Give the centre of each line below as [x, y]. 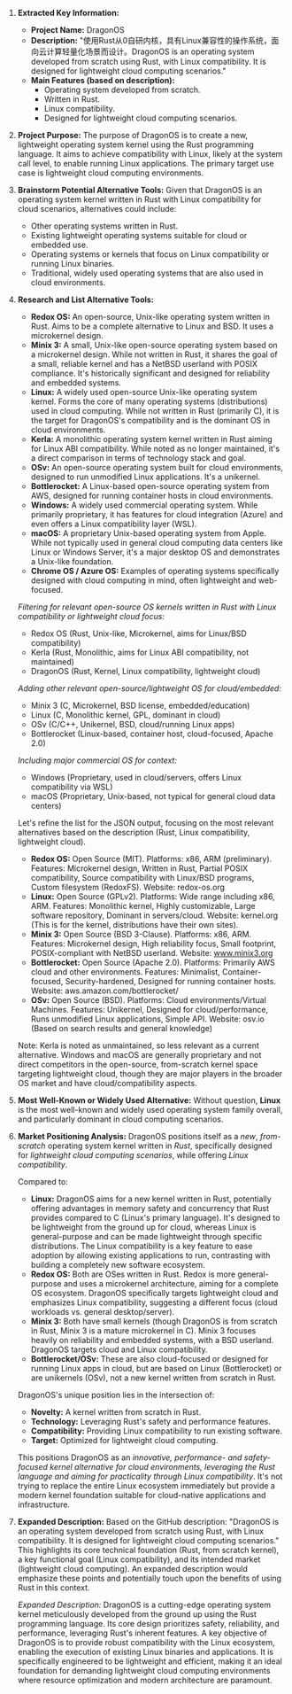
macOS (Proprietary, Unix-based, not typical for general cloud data [153, 796]
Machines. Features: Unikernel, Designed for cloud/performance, [149, 1010]
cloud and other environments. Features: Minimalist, [126, 972]
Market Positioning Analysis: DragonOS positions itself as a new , [138, 1136]
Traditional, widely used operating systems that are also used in [147, 273]
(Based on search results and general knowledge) [122, 1028]
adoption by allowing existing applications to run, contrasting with [150, 1255]
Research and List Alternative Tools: [86, 299]
